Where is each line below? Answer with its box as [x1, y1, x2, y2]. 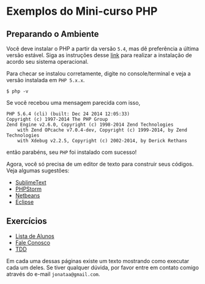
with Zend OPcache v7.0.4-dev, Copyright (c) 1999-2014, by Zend [17, 127, 188, 133]
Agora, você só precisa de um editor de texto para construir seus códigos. [6, 161, 194, 167]
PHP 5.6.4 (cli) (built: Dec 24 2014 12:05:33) [6, 111, 130, 117]
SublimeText [15, 179, 47, 186]
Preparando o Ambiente [6, 29, 99, 39]
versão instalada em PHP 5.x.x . [6, 77, 85, 83]
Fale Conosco [15, 239, 51, 246]
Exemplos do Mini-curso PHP [6, 4, 158, 18]
